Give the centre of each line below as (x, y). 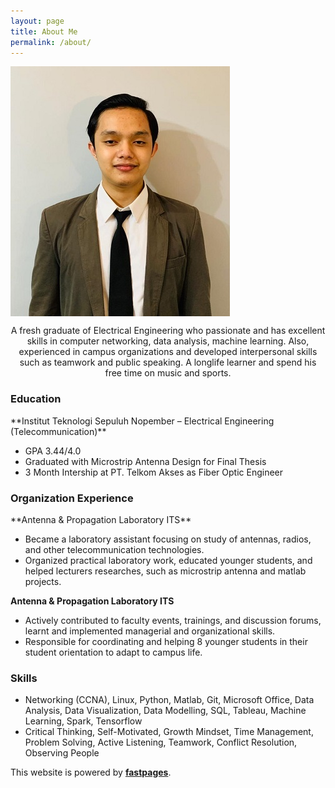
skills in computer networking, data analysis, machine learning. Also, (168, 341)
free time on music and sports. (168, 373)
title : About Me (44, 31)
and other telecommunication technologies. (114, 549)
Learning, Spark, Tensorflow (83, 721)
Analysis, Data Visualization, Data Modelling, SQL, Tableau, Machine (165, 711)
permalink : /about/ (51, 42)
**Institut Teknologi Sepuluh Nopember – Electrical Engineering (142, 421)
